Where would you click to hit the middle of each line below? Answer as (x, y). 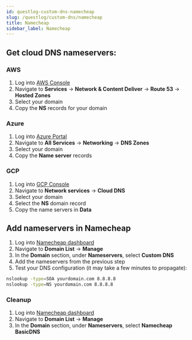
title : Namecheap (28, 23)
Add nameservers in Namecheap (69, 228)
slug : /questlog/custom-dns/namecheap (54, 17)
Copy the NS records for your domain (61, 108)
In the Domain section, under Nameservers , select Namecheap (94, 326)
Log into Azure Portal (41, 137)
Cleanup (19, 300)
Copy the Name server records (53, 155)
